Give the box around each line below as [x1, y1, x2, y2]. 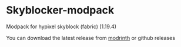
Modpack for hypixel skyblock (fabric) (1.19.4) [6, 23, 116, 30]
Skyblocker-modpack [6, 4, 115, 17]
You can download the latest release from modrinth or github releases [6, 34, 175, 41]
